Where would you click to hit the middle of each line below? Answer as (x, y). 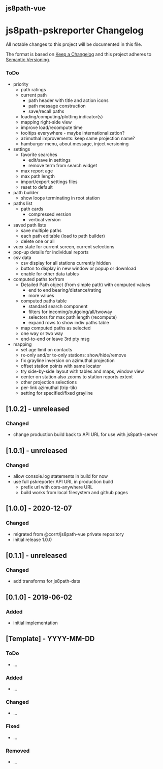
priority (21, 84)
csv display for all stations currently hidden (66, 263)
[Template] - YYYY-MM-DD (50, 639)
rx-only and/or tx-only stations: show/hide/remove (73, 355)
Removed (18, 751)
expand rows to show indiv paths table (69, 322)
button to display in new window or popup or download (78, 268)
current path (34, 95)
